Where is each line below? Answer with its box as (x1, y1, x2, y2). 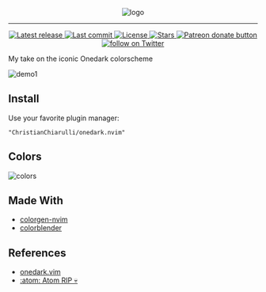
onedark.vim (19, 267, 61, 277)
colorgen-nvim (19, 214, 69, 225)
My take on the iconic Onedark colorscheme (8, 54, 153, 63)
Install (8, 92, 40, 106)
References (8, 246, 66, 260)
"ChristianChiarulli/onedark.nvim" (8, 128, 126, 136)
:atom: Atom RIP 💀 (19, 275, 78, 285)
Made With (8, 194, 63, 207)
